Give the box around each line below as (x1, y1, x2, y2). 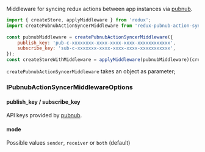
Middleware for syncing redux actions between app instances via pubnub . (6, 5, 193, 12)
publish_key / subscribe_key (6, 98, 81, 106)
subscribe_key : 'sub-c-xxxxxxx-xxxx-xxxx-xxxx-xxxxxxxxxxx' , (17, 45, 176, 51)
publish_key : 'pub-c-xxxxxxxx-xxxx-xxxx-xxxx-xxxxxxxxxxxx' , (17, 40, 176, 46)
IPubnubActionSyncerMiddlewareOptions (6, 82, 133, 91)
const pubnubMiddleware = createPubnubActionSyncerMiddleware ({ (6, 34, 173, 40)
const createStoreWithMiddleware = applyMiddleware (6, 57, 140, 63)
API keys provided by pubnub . (6, 112, 82, 119)
